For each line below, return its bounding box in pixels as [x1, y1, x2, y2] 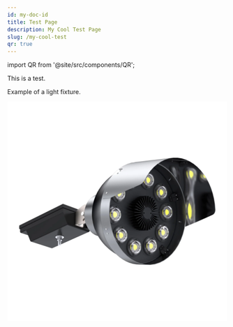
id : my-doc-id [7, 11, 49, 18]
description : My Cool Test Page [7, 26, 101, 33]
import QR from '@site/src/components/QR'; [7, 61, 135, 69]
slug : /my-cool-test [7, 33, 68, 40]
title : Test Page [7, 18, 58, 26]
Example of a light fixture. [7, 88, 82, 96]
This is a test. [7, 74, 46, 83]
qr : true [7, 40, 33, 48]
